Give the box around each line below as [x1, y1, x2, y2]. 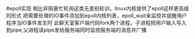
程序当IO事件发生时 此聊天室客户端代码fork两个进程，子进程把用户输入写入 [6, 19, 187, 26]
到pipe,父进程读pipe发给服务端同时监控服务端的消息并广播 [6, 26, 147, 33]
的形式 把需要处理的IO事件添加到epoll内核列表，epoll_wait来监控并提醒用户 [6, 12, 187, 19]
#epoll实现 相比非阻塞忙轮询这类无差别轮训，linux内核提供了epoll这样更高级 [6, 5, 189, 11]
